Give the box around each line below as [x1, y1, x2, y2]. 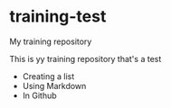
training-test [9, 6, 107, 27]
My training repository [9, 36, 92, 47]
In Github [22, 90, 57, 101]
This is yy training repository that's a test [9, 53, 162, 64]
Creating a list [22, 70, 75, 82]
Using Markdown [22, 80, 87, 91]
